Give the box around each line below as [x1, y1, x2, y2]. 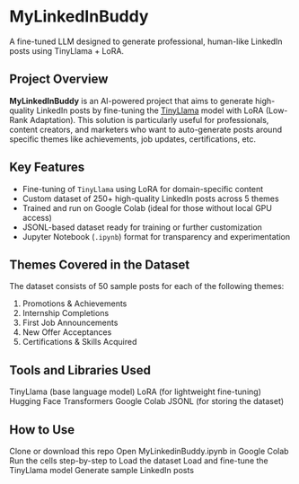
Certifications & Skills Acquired [22, 337, 137, 348]
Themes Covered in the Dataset [9, 257, 190, 272]
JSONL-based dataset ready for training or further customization [22, 222, 263, 233]
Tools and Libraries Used [9, 362, 151, 378]
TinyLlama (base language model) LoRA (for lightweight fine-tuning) [9, 386, 262, 397]
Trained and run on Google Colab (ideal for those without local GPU [22, 202, 272, 213]
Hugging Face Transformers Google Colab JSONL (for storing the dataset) [9, 396, 285, 407]
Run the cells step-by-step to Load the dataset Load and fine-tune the [9, 455, 269, 466]
